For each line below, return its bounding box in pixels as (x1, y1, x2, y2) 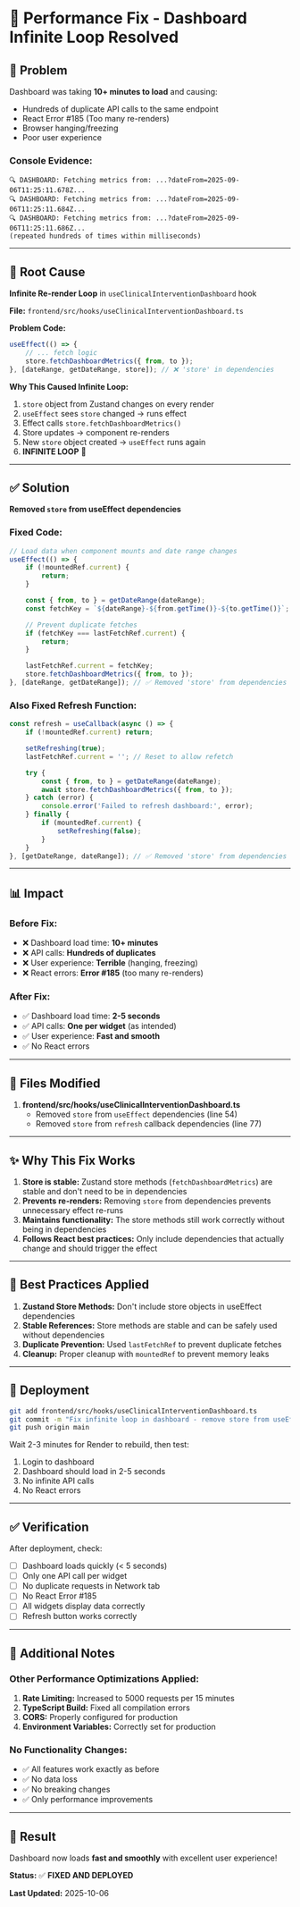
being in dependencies (21, 1224, 107, 1235)
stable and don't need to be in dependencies (21, 1186, 187, 1196)
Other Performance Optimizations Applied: (9, 1672, 199, 1684)
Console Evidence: (9, 154, 93, 166)
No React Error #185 (21, 1591, 97, 1601)
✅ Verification (9, 1519, 89, 1534)
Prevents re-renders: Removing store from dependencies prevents (21, 1195, 271, 1206)
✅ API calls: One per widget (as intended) (21, 1021, 177, 1032)
